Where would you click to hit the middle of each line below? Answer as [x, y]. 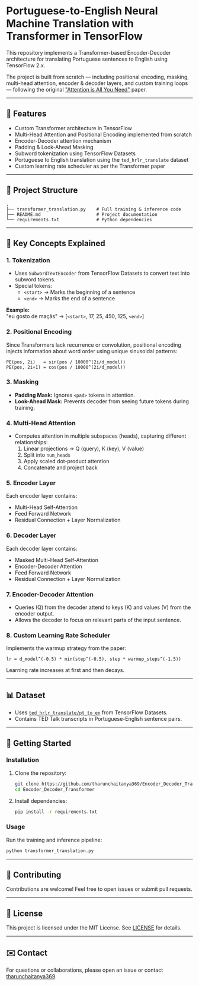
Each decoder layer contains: [42, 548]
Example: [18, 310]
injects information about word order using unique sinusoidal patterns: [92, 351]
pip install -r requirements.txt [56, 812]
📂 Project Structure [42, 191]
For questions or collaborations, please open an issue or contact [85, 970]
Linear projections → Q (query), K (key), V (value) [84, 449]
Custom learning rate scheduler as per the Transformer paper [90, 166]
